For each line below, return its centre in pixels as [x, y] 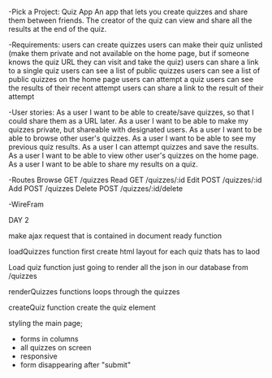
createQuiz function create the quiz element [82, 307]
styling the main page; [45, 323]
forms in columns [49, 339]
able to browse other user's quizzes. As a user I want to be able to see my [132, 138]
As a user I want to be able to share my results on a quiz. [103, 164]
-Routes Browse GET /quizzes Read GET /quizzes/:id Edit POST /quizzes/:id [135, 180]
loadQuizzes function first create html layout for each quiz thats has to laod [134, 252]
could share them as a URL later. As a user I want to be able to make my [129, 121]
